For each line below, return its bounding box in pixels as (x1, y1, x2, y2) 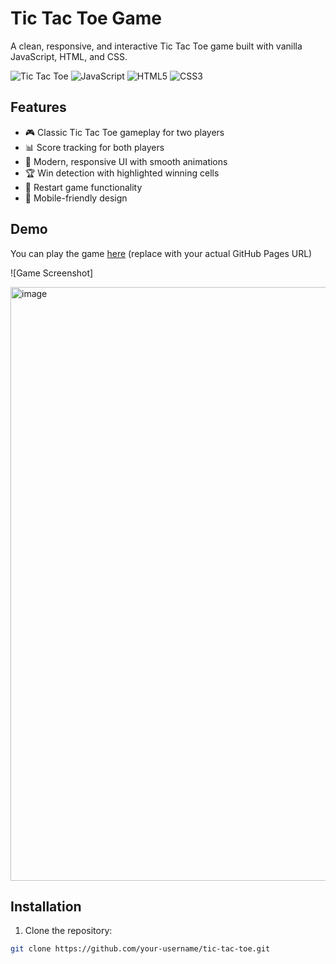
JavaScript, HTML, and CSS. (10, 50, 128, 62)
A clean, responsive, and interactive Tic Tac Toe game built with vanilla (10, 40, 303, 52)
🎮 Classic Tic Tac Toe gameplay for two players (24, 126, 225, 138)
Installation (10, 898, 82, 915)
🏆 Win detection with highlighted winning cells (24, 167, 220, 179)
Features (10, 99, 67, 116)
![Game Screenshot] (10, 267, 94, 279)
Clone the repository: (24, 925, 113, 937)
